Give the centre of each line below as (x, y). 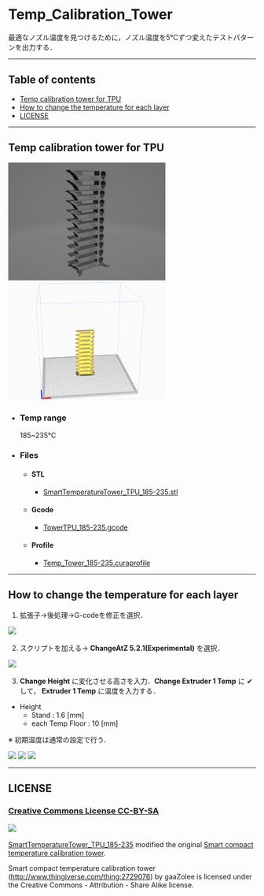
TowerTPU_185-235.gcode (85, 527)
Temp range (43, 418)
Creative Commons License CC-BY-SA (84, 811)
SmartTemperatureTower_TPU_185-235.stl (110, 492)
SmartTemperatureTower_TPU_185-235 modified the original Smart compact (131, 844)
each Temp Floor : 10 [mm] (75, 723)
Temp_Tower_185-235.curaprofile (97, 563)
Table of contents (52, 80)
